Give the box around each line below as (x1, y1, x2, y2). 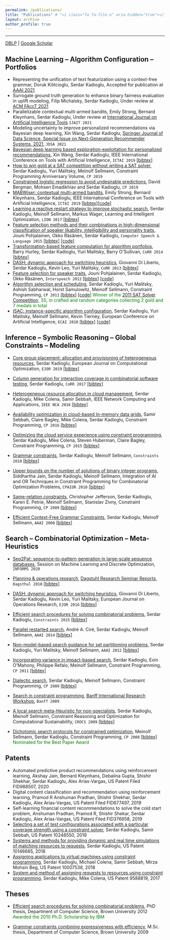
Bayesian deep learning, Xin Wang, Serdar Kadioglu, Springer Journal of (12, 130, 163, 136)
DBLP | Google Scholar (5, 40, 53, 46)
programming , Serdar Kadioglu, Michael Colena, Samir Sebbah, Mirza (12, 859, 158, 865)
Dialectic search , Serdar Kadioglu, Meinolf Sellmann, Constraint (12, 677, 145, 683)
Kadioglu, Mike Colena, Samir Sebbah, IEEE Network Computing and (12, 396, 156, 402)
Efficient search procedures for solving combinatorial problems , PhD (12, 903, 156, 909)
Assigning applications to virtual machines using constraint (12, 853, 136, 859)
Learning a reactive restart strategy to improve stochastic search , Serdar (12, 206, 164, 212)
